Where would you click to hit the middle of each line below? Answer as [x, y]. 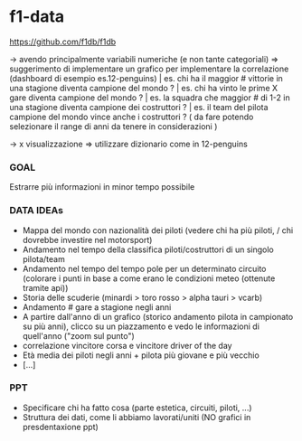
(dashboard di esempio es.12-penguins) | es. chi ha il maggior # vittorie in [146, 78]
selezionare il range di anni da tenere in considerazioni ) [113, 126]
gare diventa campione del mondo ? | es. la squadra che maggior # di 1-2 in [150, 98]
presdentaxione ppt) [61, 427]
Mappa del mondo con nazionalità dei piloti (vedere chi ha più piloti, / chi [158, 230]
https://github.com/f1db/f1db [63, 42]
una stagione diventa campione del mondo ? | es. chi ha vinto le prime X [144, 88]
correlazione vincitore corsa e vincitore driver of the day [127, 345]
